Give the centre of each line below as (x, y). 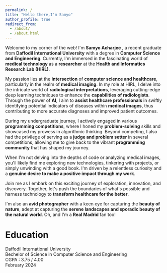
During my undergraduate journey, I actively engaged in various (71, 121)
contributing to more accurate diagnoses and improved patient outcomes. (82, 111)
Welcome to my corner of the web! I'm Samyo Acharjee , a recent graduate (83, 48)
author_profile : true (28, 19)
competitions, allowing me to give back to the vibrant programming (75, 142)
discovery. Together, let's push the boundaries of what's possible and (77, 189)
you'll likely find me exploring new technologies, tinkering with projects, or (82, 163)
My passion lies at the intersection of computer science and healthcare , (81, 79)
